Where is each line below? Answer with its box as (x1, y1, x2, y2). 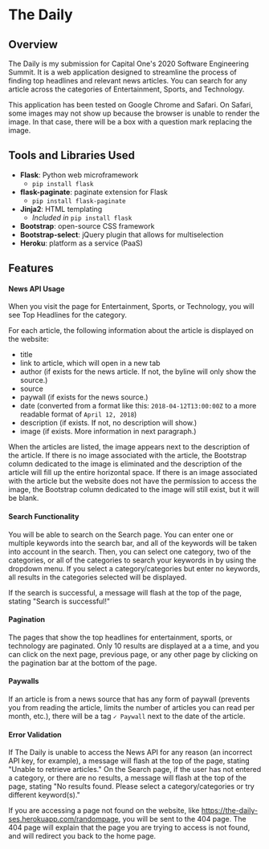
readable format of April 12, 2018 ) (19, 409, 137, 419)
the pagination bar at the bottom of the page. (8, 658, 157, 668)
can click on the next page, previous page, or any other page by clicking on (8, 649, 259, 659)
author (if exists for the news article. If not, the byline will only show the (19, 367, 257, 376)
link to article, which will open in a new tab (19, 359, 161, 368)
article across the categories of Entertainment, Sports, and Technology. (8, 84, 245, 94)
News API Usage (8, 283, 66, 294)
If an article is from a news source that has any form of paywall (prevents (8, 694, 251, 704)
